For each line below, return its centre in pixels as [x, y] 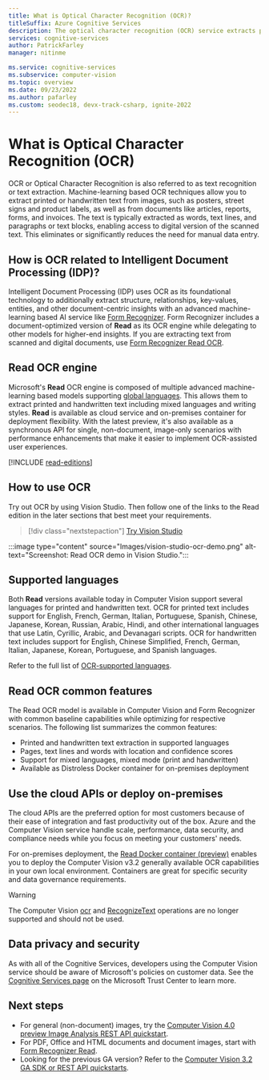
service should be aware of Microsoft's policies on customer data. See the [131, 972]
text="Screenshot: [38, 554]
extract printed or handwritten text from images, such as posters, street [126, 200]
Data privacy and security [74, 944]
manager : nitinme [37, 53]
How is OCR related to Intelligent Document [118, 260]
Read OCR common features [80, 691]
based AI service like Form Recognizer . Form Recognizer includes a [149, 317]
